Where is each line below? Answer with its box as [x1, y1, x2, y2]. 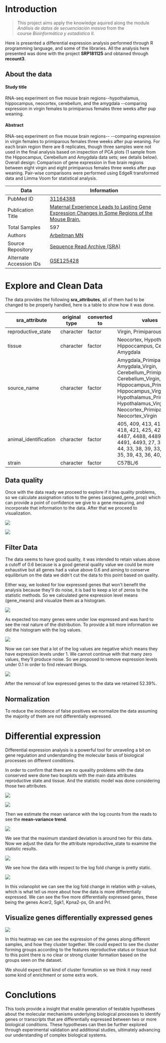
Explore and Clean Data [5, 280, 103, 291]
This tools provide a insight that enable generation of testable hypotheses [5, 1005, 155, 1011]
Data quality [5, 476, 43, 485]
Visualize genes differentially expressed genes [5, 914, 153, 922]
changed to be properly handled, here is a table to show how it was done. [5, 302, 155, 308]
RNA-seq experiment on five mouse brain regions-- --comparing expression [5, 133, 161, 139]
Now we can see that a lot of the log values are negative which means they [5, 646, 158, 652]
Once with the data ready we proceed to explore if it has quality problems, [5, 489, 156, 495]
